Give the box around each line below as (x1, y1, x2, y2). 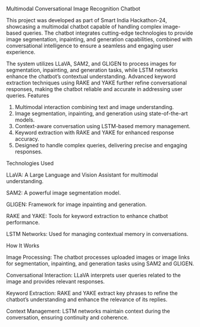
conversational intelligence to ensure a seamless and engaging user (6, 42, 174, 49)
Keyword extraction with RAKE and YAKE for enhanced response (14, 129, 174, 136)
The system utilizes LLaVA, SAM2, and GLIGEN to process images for (6, 60, 177, 67)
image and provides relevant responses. (6, 278, 105, 285)
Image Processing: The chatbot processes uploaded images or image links (6, 254, 190, 261)
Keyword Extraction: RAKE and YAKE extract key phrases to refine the (6, 290, 178, 296)
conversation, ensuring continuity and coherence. (6, 314, 129, 321)
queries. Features (6, 92, 50, 99)
